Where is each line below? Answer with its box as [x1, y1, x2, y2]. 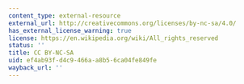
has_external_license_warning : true [8, 26, 132, 34]
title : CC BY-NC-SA [8, 49, 74, 57]
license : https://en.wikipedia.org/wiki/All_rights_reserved [8, 34, 219, 42]
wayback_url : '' [8, 64, 63, 72]
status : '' [8, 42, 45, 50]
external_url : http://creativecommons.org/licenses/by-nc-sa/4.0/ [8, 19, 237, 27]
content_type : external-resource [8, 11, 121, 20]
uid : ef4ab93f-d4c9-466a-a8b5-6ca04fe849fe [8, 57, 158, 65]
